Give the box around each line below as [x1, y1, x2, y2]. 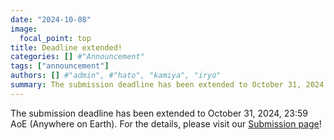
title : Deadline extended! [10, 42, 123, 53]
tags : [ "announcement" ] [10, 61, 110, 71]
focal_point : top [19, 33, 92, 43]
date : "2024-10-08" [10, 14, 92, 25]
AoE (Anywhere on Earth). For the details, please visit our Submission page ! [10, 117, 322, 130]
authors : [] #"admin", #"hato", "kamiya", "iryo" [10, 71, 222, 81]
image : [10, 24, 38, 34]
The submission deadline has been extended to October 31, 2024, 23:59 [10, 107, 309, 119]
